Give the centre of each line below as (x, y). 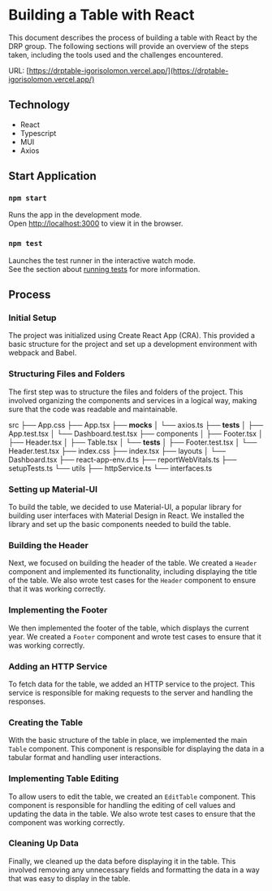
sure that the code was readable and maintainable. (93, 409)
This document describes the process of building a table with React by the (133, 37)
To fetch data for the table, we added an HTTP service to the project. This (132, 684)
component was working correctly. (67, 822)
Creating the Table (46, 722)
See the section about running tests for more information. (104, 269)
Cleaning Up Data (43, 843)
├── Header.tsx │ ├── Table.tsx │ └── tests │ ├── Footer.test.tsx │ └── (133, 442)
